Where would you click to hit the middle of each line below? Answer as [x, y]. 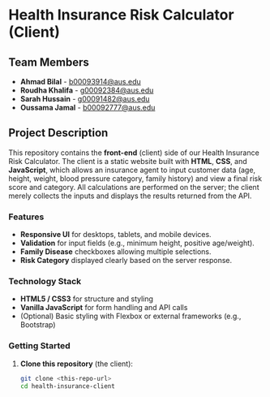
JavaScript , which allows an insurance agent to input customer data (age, [132, 170]
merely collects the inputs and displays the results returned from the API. [130, 196]
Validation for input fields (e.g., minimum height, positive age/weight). [137, 243]
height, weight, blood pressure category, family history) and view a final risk [135, 178]
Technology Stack [45, 282]
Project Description [58, 133]
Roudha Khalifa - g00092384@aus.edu [87, 90]
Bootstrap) [38, 325]
